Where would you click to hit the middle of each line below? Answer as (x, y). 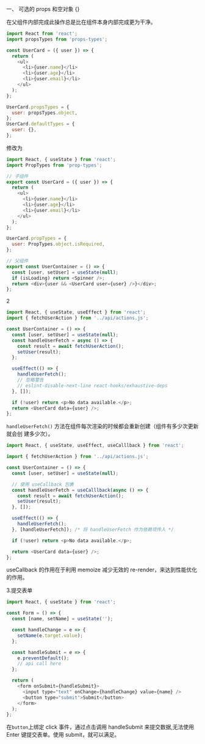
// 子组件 (17, 176)
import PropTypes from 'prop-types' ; (54, 165)
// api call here (39, 664)
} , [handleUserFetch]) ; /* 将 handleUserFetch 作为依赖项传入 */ (93, 529)
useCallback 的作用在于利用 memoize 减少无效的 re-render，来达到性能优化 (102, 570)
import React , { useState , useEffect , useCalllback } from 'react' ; (95, 446)
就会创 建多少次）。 (30, 434)
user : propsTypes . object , (45, 113)
